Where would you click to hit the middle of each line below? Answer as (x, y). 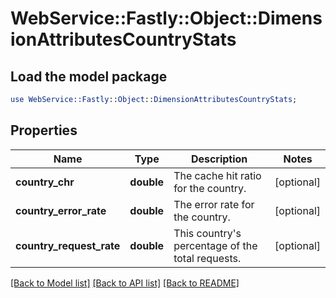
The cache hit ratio (217, 175)
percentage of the (215, 245)
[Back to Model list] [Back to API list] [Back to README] (125, 283)
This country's (207, 233)
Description (219, 159)
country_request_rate (68, 245)
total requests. (207, 258)
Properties (44, 130)
